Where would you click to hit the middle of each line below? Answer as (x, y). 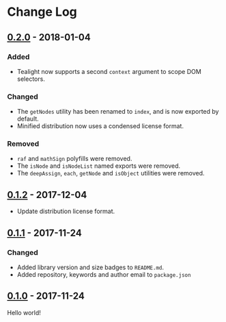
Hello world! (24, 312)
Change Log (42, 12)
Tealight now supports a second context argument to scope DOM (109, 71)
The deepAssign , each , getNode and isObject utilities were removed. (111, 173)
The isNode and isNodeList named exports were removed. (99, 166)
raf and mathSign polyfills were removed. (74, 159)
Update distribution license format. (66, 211)
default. (28, 119)
